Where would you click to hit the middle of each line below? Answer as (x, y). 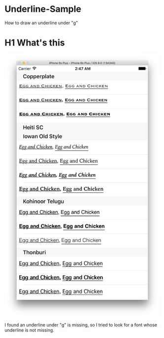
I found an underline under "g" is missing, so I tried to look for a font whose (81, 325)
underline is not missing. (30, 330)
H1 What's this (35, 43)
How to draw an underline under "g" (41, 23)
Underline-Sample (43, 9)
